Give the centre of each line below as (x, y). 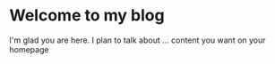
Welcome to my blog (87, 16)
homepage (29, 49)
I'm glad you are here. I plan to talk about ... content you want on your (137, 40)
